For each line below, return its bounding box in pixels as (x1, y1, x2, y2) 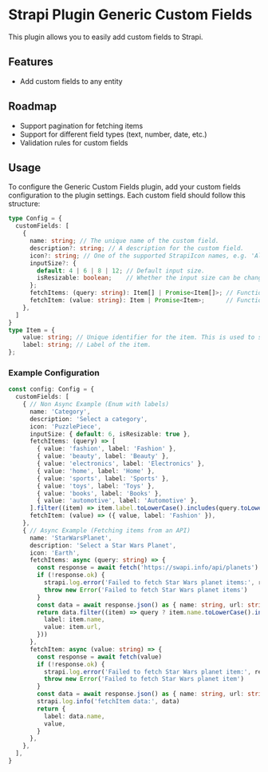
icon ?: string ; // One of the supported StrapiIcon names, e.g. (29, 252, 248, 260)
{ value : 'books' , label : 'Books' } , (37, 489, 162, 497)
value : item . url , (43, 623, 102, 631)
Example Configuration (8, 367, 100, 378)
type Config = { (8, 214, 62, 223)
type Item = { (8, 326, 56, 334)
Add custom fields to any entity (19, 76, 123, 86)
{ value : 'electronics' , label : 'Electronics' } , (37, 460, 205, 468)
